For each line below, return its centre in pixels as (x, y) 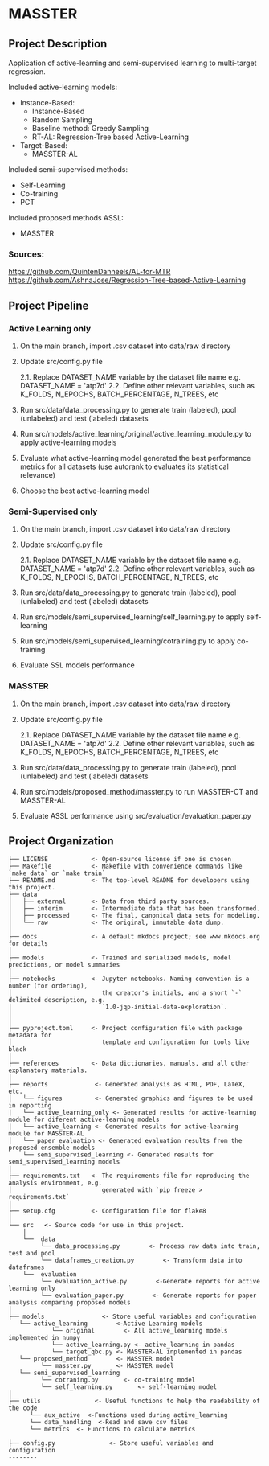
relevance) (38, 474)
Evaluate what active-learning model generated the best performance (135, 458)
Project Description (58, 44)
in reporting (30, 1106)
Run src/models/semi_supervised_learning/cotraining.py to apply (127, 641)
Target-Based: (44, 145)
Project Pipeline (49, 305)
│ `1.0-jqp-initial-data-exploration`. (118, 1007)
